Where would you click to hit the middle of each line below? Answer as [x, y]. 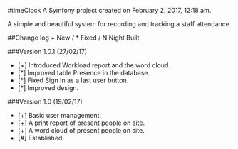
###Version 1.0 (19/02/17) [45, 101]
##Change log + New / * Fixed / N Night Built [73, 38]
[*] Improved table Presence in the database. [84, 73]
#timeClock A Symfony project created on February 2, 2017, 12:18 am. [109, 10]
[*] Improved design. [48, 88]
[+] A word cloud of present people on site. [81, 130]
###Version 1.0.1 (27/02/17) [47, 51]
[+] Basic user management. [59, 115]
